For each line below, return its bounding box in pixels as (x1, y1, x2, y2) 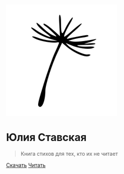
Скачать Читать (6, 161, 46, 169)
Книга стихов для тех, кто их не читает (20, 150, 119, 157)
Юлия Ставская (6, 131, 87, 144)
